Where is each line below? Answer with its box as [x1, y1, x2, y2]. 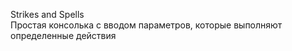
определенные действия [10, 30, 117, 41]
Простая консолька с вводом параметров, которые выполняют [10, 19, 283, 31]
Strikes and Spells [10, 9, 85, 20]
